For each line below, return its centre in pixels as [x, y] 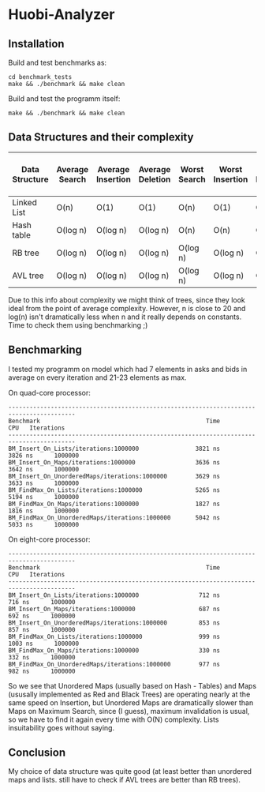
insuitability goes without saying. [62, 727]
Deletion [155, 179]
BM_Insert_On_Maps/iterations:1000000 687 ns [114, 609]
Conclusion [37, 753]
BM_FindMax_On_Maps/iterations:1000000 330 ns [114, 650]
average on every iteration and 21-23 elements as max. [97, 377]
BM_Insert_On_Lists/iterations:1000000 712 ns [114, 595]
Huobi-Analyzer [62, 15]
